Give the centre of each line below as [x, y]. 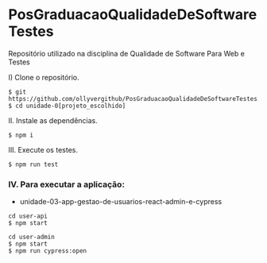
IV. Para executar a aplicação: [67, 184]
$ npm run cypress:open [48, 251]
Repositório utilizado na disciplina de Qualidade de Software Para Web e [126, 53]
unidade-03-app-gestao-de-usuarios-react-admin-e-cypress [121, 202]
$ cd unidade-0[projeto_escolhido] [67, 106]
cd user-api [28, 216]
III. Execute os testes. [43, 149]
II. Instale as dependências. [53, 120]
